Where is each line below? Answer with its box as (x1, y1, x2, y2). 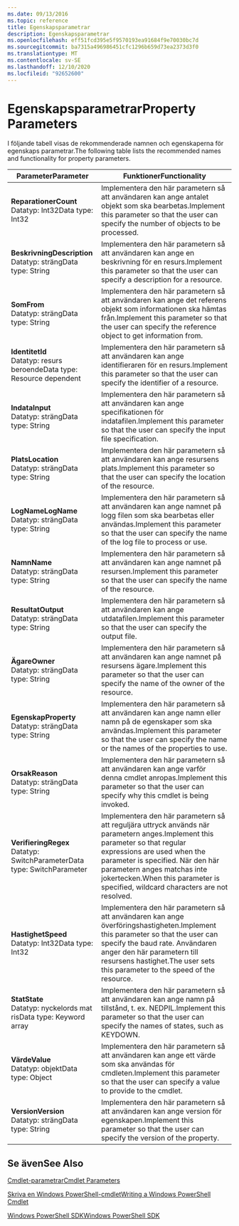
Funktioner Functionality (123, 171, 206, 181)
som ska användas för (100, 1059, 175, 1069)
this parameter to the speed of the (100, 965, 216, 975)
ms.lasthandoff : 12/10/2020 (7, 63, 91, 70)
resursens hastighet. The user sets (100, 956, 216, 966)
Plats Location (11, 455, 59, 465)
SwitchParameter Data (11, 855, 84, 865)
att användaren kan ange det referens (100, 295, 227, 305)
